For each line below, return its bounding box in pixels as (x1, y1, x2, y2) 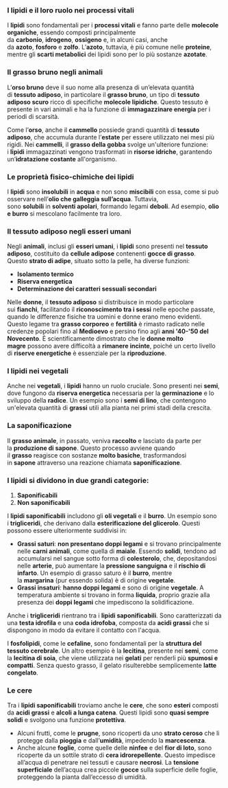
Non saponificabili (16, 499, 71, 507)
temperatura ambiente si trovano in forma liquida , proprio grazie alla (16, 591, 210, 599)
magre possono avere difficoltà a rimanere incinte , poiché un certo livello (7, 342, 216, 350)
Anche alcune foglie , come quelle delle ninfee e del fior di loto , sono (16, 744, 212, 752)
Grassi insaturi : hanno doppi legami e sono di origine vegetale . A (16, 583, 204, 592)
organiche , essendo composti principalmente (7, 28, 136, 36)
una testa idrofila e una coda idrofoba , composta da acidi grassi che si (7, 619, 210, 627)
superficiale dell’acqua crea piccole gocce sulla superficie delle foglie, (16, 765, 218, 774)
